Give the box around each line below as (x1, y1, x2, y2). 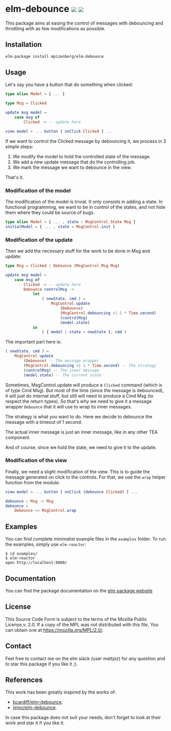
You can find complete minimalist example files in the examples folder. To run (5, 536, 166, 542)
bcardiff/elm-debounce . (12, 699, 63, 705)
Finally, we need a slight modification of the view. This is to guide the (5, 468, 150, 475)
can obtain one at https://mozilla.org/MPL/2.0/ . (5, 627, 104, 633)
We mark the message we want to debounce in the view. (12, 164, 132, 170)
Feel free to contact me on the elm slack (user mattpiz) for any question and (5, 655, 165, 661)
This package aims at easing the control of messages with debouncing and (5, 20, 163, 26)
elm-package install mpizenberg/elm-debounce (5, 54, 104, 59)
